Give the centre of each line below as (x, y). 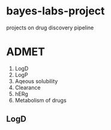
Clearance (28, 87)
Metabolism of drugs (41, 100)
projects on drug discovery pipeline (50, 28)
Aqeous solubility (36, 81)
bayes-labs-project (55, 11)
